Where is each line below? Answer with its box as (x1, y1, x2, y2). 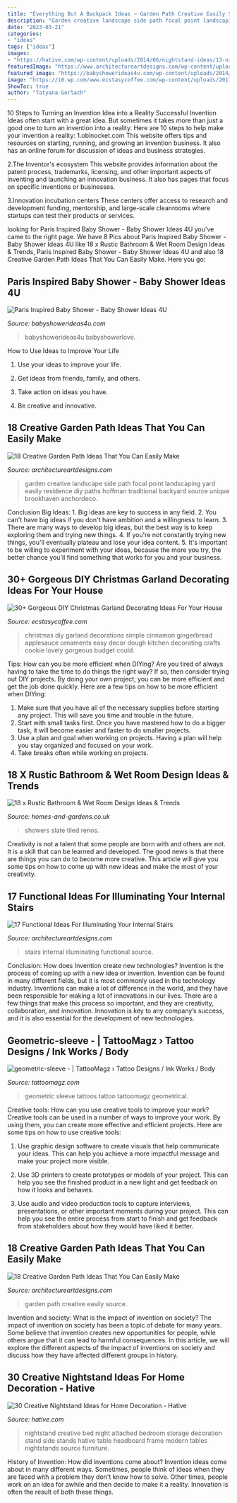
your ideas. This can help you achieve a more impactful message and (17, 1149, 219, 1158)
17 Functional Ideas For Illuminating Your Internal (7, 890, 226, 902)
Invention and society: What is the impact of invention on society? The (7, 1313, 212, 1322)
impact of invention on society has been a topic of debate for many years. (7, 1320, 222, 1329)
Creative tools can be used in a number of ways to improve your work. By (7, 1113, 221, 1122)
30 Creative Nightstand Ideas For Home (7, 1371, 185, 1383)
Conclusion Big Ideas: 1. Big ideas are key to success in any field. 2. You (7, 507, 217, 517)
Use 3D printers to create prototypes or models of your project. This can (17, 1170, 229, 1179)
